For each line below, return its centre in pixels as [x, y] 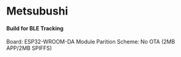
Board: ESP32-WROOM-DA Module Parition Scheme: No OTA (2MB [91, 42]
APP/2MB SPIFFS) [29, 48]
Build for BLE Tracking [35, 28]
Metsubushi [37, 11]
